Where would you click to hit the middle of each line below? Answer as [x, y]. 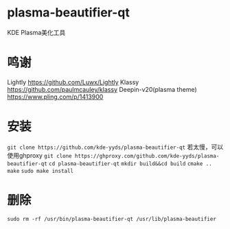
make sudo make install [41, 171]
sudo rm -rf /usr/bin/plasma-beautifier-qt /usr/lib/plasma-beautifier [112, 219]
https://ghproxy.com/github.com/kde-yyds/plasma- [147, 156]
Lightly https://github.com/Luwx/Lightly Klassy [73, 82]
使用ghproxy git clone [39, 155]
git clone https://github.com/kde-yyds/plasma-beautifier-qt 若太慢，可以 [115, 147]
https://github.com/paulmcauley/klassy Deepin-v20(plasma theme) [102, 89]
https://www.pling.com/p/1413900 [55, 97]
